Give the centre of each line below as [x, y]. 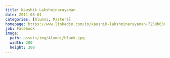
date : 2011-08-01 [24, 15]
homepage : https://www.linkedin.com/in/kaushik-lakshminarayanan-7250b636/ [87, 24]
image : [12, 33]
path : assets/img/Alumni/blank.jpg [47, 38]
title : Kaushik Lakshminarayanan [40, 10]
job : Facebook [20, 29]
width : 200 [21, 43]
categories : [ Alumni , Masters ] [38, 19]
